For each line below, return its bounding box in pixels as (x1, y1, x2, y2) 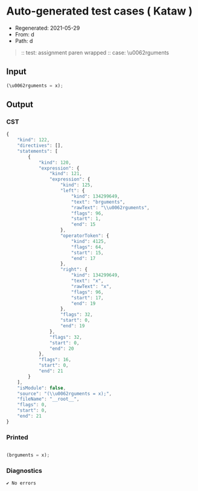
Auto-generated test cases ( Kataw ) (6, 4, 193, 18)
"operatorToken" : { (60, 233, 110, 239)
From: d (14, 30, 34, 38)
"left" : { (60, 188, 85, 194)
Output (6, 99, 33, 110)
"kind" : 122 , (17, 137, 50, 143)
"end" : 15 (71, 221, 96, 228)
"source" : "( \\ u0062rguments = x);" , (17, 390, 112, 396)
